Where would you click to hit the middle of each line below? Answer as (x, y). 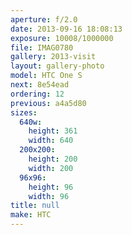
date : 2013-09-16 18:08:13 (66, 29)
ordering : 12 (37, 94)
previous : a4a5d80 (48, 103)
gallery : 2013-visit (53, 57)
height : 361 (53, 131)
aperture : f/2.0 (44, 19)
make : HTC (31, 215)
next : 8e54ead (40, 85)
